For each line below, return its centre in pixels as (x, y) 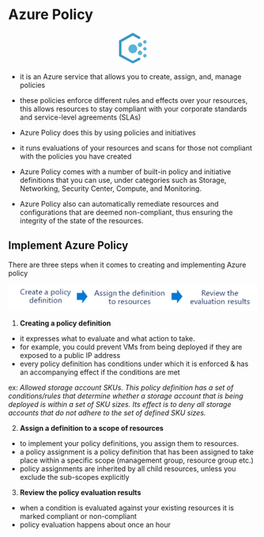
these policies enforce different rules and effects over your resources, (134, 100)
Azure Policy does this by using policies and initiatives (107, 132)
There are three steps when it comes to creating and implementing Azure (127, 265)
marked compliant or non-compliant (78, 516)
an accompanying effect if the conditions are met (100, 372)
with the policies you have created (75, 156)
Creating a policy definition (65, 323)
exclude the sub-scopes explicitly (74, 478)
